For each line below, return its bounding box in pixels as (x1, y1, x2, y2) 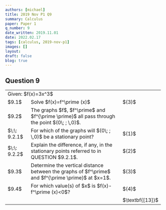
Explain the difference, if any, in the (31, 141, 113, 148)
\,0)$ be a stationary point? (31, 134, 94, 140)
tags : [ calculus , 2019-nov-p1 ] (5, 40, 70, 45)
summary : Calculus (5, 16, 43, 21)
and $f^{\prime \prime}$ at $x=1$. (31, 174, 111, 181)
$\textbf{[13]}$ (123, 197, 159, 204)
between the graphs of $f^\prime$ (31, 168, 111, 175)
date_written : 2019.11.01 (5, 30, 58, 35)
